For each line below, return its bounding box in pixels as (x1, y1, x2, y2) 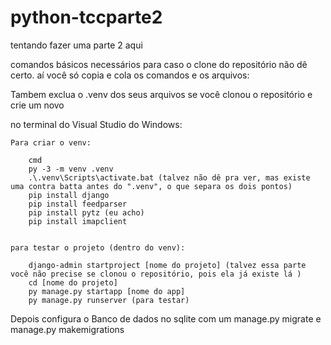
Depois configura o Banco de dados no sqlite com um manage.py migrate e (10, 312, 322, 325)
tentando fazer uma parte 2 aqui (10, 39, 143, 51)
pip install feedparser (28, 199, 128, 209)
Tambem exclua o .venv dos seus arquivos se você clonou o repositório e (10, 88, 313, 100)
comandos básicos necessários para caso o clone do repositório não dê (10, 58, 308, 70)
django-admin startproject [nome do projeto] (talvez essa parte (28, 260, 307, 270)
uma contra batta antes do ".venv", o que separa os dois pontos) (10, 181, 293, 191)
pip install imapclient (28, 216, 128, 226)
